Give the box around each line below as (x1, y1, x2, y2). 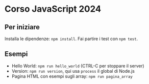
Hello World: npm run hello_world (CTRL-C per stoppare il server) (11, 63, 145, 69)
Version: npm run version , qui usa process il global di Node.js (11, 68, 135, 74)
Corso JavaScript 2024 (4, 3, 101, 15)
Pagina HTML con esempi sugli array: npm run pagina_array (11, 73, 133, 79)
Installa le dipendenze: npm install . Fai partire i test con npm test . (4, 36, 138, 42)
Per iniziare (4, 23, 40, 31)
